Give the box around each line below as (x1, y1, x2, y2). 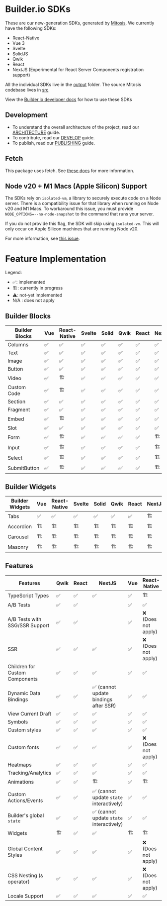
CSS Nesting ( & (7, 872, 43, 879)
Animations (7, 779, 34, 786)
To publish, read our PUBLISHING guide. (12, 140, 95, 146)
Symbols (7, 718, 28, 725)
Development (5, 111, 48, 119)
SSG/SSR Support (7, 622, 50, 629)
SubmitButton (7, 464, 40, 471)
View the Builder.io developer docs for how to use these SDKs (5, 96, 132, 102)
